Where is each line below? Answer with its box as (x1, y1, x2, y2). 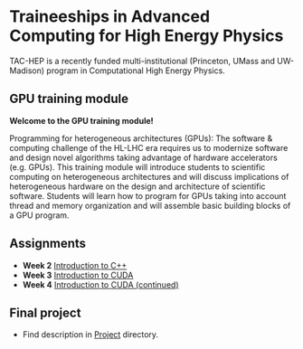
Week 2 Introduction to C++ (22, 259, 128, 270)
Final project (9, 305, 81, 320)
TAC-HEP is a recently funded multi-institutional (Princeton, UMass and (9, 55, 276, 66)
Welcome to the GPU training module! (9, 115, 154, 126)
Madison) (9, 65, 45, 76)
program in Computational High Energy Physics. (46, 65, 226, 76)
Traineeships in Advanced (9, 6, 211, 27)
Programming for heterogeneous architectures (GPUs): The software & (9, 133, 273, 144)
